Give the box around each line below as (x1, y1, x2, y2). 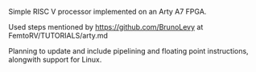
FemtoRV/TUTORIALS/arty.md (8, 31, 109, 40)
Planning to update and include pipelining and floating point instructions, (8, 46, 249, 55)
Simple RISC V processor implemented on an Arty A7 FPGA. (8, 7, 207, 16)
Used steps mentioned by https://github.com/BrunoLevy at (8, 22, 204, 31)
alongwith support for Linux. (8, 55, 102, 64)
